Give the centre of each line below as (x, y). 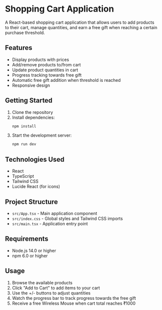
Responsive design (31, 85)
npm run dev (24, 144)
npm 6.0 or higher (30, 256)
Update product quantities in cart (45, 70)
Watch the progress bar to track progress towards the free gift (74, 298)
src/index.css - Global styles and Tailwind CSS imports (67, 218)
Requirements (27, 239)
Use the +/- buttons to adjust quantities (51, 293)
